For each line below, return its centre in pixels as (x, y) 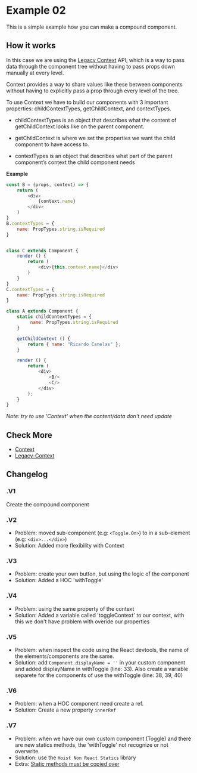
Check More (29, 435)
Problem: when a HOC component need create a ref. (79, 704)
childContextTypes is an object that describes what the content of (96, 120)
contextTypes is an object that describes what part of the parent (93, 156)
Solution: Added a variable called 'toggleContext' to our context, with (99, 615)
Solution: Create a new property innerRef (65, 710)
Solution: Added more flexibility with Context (69, 546)
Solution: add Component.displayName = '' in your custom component (100, 662)
